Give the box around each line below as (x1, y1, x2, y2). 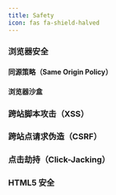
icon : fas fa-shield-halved (8, 19, 100, 27)
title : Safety (8, 11, 55, 20)
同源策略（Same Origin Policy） (8, 68, 113, 77)
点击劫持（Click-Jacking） (8, 154, 111, 165)
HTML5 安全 (8, 178, 55, 189)
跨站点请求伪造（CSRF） (8, 131, 102, 142)
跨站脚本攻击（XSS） (8, 108, 89, 119)
